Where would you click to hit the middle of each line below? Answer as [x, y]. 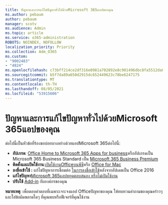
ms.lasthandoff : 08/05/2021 [34, 89]
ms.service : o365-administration [40, 38]
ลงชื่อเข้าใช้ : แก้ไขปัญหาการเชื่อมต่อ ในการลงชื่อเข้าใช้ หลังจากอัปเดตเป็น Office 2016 [83, 170]
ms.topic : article [24, 33]
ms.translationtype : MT [30, 79]
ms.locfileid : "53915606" [32, 93]
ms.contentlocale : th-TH [31, 84]
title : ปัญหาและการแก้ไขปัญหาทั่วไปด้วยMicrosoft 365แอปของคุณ [59, 10]
